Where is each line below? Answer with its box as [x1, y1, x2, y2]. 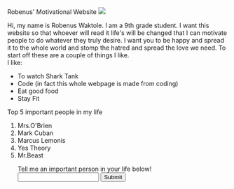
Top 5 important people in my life [7, 108, 103, 116]
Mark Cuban [17, 129, 54, 137]
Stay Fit [17, 94, 40, 102]
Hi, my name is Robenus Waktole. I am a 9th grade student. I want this [7, 21, 209, 29]
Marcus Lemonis [17, 136, 66, 144]
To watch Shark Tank [17, 72, 79, 80]
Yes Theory [17, 143, 51, 152]
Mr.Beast [17, 151, 44, 160]
